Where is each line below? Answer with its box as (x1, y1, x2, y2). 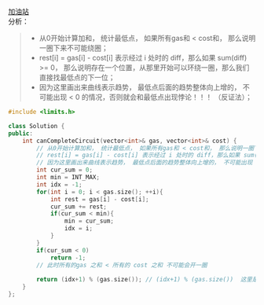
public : (8, 129, 34, 138)
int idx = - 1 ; (36, 180, 82, 189)
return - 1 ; (49, 254, 86, 262)
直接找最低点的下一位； (38, 73, 115, 82)
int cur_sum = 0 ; (36, 166, 93, 175)
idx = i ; (64, 225, 93, 233)
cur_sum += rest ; (49, 203, 108, 211)
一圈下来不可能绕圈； (38, 43, 108, 53)
